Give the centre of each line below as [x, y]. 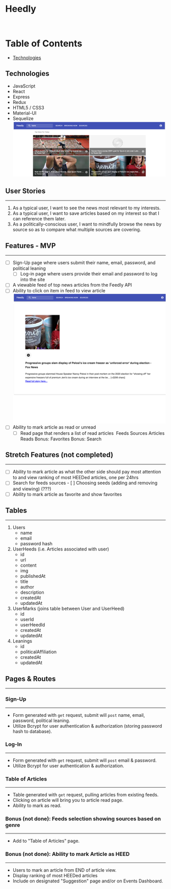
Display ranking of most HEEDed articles [55, 875]
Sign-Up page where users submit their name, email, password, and [84, 263]
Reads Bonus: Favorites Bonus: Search [61, 439]
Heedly [21, 9]
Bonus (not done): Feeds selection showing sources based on [83, 819]
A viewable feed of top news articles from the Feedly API [72, 285]
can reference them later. [39, 219]
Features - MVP [31, 246]
